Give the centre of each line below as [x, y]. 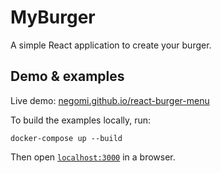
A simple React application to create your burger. [111, 45]
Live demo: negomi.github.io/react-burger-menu [110, 100]
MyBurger [53, 17]
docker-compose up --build [66, 138]
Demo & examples [67, 76]
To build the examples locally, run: [81, 120]
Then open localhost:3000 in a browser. [93, 157]
